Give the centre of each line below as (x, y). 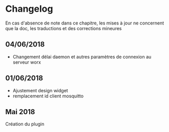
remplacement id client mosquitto (48, 96)
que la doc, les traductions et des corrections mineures (64, 28)
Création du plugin (25, 124)
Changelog (29, 9)
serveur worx (27, 62)
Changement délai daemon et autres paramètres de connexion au (82, 57)
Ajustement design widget (40, 90)
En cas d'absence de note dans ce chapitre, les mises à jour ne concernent (85, 23)
